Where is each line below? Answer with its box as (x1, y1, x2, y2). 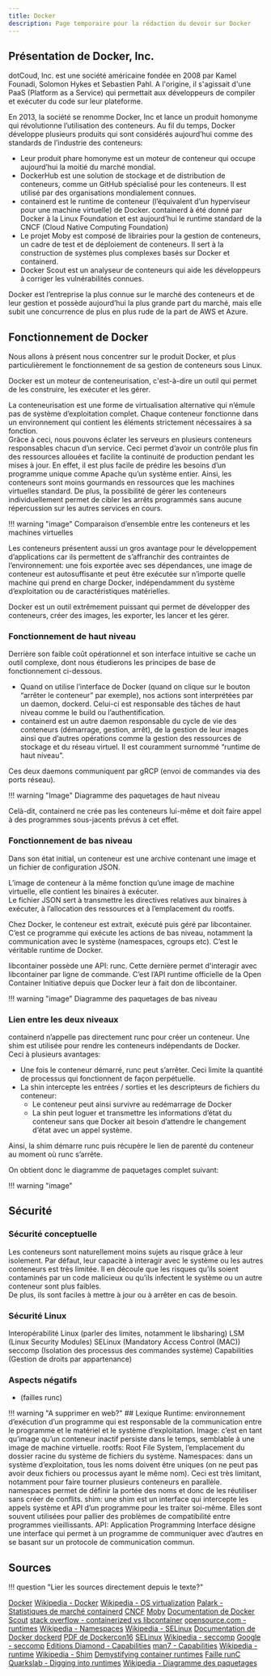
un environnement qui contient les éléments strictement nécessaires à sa (8, 417, 252, 427)
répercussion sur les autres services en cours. (8, 503, 163, 514)
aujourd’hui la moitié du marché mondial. (19, 163, 156, 172)
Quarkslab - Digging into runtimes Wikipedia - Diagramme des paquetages (8, 1658, 257, 1668)
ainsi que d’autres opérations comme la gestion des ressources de (19, 734, 242, 743)
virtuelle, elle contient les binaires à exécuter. (8, 887, 159, 896)
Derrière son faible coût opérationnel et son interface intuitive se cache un (8, 649, 256, 659)
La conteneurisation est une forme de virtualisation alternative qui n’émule (8, 400, 256, 410)
